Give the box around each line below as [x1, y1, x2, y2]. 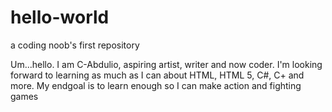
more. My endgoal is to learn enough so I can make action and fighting [10, 79, 302, 91]
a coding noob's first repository [10, 39, 140, 51]
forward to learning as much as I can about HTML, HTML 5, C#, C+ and [10, 69, 305, 81]
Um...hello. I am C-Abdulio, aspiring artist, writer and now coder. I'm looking [10, 58, 323, 70]
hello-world [10, 6, 110, 29]
